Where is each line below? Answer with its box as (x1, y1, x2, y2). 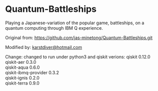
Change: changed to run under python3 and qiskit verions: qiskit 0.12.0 (5, 53, 151, 60)
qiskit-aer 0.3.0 (5, 59, 36, 65)
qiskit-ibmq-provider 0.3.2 (5, 69, 59, 75)
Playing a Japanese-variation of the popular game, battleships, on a (5, 20, 145, 26)
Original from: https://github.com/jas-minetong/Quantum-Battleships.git (5, 35, 153, 41)
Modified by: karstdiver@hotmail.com (5, 44, 82, 50)
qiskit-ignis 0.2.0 (5, 75, 40, 81)
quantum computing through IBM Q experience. (5, 25, 103, 31)
